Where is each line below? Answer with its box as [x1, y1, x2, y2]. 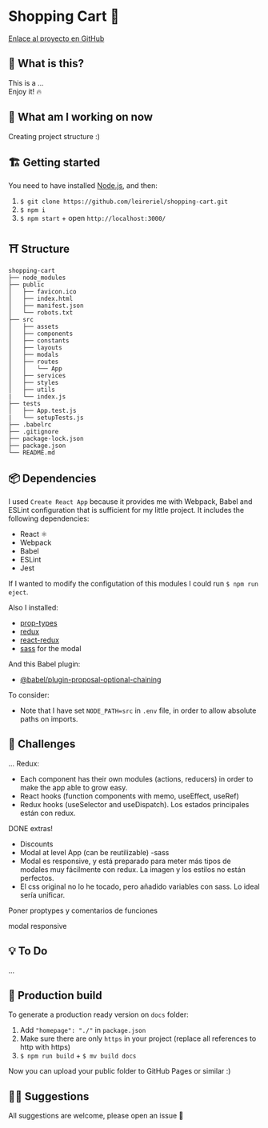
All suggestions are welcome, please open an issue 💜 [8, 1111, 184, 1121]
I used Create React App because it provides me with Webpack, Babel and [8, 497, 253, 506]
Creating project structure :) [8, 131, 100, 141]
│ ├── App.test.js [8, 407, 78, 415]
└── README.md [8, 449, 56, 457]
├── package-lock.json [8, 435, 84, 443]
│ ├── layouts [8, 344, 62, 352]
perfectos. [19, 873, 54, 882]
